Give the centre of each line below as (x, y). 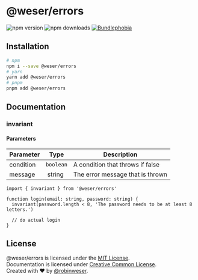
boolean (57, 164)
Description (120, 154)
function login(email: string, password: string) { (72, 199)
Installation (28, 47)
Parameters (21, 138)
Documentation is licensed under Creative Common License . (82, 264)
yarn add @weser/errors (36, 77)
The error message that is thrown (120, 174)
